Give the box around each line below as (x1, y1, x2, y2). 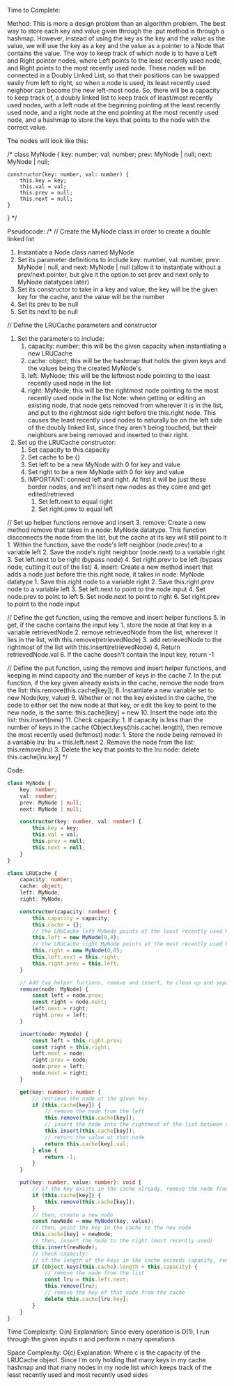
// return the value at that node (44, 1134, 145, 1141)
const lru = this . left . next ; (44, 1276, 130, 1284)
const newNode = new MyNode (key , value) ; (32, 1218, 155, 1225)
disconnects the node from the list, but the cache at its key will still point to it (7, 533, 227, 541)
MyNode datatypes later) (17, 278, 90, 286)
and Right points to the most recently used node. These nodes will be (7, 64, 207, 72)
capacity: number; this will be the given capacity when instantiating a (27, 342, 226, 350)
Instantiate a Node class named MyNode (17, 248, 134, 257)
